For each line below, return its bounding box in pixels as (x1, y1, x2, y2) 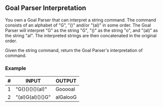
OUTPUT (55, 78, 77, 84)
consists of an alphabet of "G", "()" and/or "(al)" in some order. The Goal (5, 22, 151, 28)
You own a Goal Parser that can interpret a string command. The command (5, 17, 157, 23)
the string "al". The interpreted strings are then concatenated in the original (5, 32, 157, 38)
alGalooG (55, 94, 77, 101)
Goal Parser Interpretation (5, 4, 87, 12)
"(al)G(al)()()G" (15, 94, 51, 101)
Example (5, 65, 26, 72)
